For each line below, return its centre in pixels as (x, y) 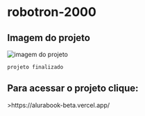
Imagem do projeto (49, 38)
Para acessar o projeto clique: (73, 89)
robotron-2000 (52, 12)
